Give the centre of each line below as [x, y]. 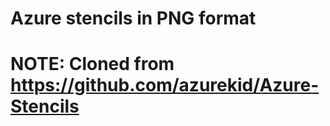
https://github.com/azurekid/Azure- [165, 85]
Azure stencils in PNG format [133, 18]
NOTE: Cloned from [92, 64]
